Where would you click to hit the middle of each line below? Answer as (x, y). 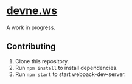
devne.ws (32, 11)
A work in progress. (31, 27)
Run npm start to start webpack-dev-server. (70, 74)
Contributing (31, 47)
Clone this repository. (42, 61)
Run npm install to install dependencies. (66, 68)
